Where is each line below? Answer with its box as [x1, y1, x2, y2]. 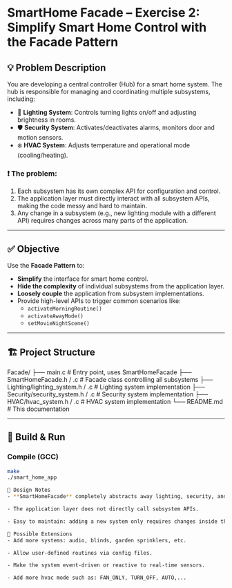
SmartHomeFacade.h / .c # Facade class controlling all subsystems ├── [7, 375, 213, 383]
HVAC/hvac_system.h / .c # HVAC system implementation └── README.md [7, 397, 223, 405]
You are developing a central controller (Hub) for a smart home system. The [7, 80, 222, 88]
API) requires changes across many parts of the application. [17, 217, 188, 225]
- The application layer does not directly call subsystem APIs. [7, 506, 199, 513]
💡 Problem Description [7, 62, 106, 73]
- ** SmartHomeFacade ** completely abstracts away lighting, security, [7, 493, 215, 500]
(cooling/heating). [17, 151, 68, 159]
